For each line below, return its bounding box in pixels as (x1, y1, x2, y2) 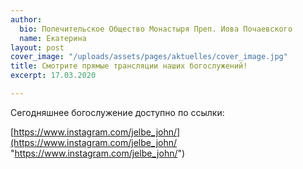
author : (10, 14, 43, 25)
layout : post (10, 42, 65, 53)
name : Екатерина (19, 33, 87, 43)
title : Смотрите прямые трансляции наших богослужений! (10, 61, 248, 71)
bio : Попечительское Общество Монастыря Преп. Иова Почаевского (19, 24, 293, 34)
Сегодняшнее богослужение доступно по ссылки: (10, 106, 225, 118)
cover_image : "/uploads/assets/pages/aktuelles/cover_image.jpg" (10, 52, 288, 62)
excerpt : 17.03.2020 (10, 71, 97, 81)
